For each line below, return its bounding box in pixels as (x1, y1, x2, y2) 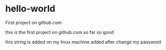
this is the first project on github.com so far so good (5, 29, 114, 35)
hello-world (5, 3, 56, 14)
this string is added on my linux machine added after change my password (5, 38, 161, 45)
